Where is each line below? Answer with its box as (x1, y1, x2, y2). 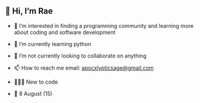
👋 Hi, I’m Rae (5, 6, 53, 16)
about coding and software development (13, 28, 116, 36)
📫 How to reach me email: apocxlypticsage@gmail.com (13, 64, 155, 71)
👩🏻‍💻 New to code (13, 78, 58, 85)
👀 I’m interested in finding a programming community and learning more (13, 22, 194, 29)
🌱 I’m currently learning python (13, 40, 92, 47)
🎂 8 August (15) (13, 90, 53, 97)
